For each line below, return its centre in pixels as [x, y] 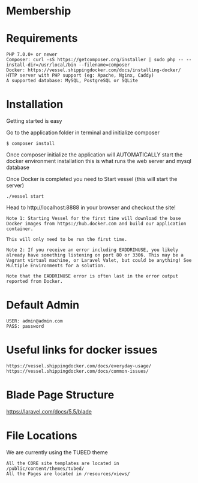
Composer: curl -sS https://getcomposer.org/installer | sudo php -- [95, 60]
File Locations [42, 436]
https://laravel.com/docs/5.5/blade [49, 411]
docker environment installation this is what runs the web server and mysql [99, 161]
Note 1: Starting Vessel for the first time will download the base [94, 219]
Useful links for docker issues [82, 350]
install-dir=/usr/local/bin [41, 65]
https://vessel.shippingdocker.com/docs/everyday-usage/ [79, 366]
